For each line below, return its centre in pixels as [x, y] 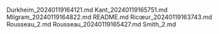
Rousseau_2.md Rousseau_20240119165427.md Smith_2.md [91, 24]
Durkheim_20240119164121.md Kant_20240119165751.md [87, 10]
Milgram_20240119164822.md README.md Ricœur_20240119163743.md [109, 17]
